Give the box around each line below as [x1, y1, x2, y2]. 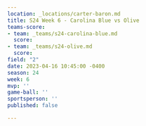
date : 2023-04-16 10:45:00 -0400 [7, 63, 105, 70]
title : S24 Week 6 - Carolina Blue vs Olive [7, 17, 140, 24]
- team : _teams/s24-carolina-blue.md [7, 30, 118, 37]
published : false [7, 102, 58, 109]
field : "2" [7, 56, 39, 63]
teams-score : [7, 23, 46, 30]
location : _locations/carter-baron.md [7, 10, 121, 18]
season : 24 [7, 69, 39, 76]
